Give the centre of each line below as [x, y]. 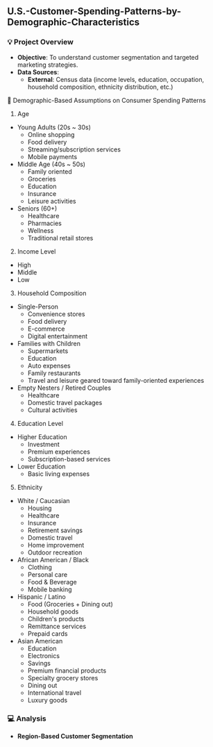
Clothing [40, 567]
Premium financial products [67, 671]
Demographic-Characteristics [74, 23]
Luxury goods [48, 700]
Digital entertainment [58, 336]
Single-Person [38, 306]
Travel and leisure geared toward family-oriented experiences [116, 380]
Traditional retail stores [60, 238]
